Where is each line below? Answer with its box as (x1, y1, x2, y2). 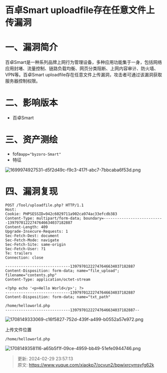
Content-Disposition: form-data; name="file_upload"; (5, 268, 120, 273)
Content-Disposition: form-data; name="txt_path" (5, 294, 111, 300)
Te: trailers (5, 251, 32, 256)
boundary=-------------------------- (83, 216, 162, 221)
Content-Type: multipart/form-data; (5, 216, 81, 221)
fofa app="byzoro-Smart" (12, 151, 61, 157)
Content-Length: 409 (5, 224, 48, 230)
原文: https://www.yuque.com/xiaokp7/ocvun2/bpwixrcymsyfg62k (17, 362, 154, 368)
